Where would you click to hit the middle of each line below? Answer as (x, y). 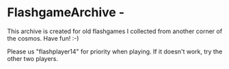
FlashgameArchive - (66, 13)
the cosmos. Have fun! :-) (43, 38)
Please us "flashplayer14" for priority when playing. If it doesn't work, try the (115, 51)
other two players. (33, 58)
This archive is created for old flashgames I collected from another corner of (115, 31)
